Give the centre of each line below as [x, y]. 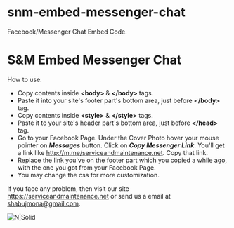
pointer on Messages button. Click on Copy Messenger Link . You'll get [121, 145]
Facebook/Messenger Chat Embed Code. [67, 32]
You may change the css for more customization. [88, 175]
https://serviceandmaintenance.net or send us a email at [89, 196]
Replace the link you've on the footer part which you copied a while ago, [122, 160]
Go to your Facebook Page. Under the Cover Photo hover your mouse [118, 138]
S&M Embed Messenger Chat [95, 60]
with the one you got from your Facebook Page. [86, 167]
